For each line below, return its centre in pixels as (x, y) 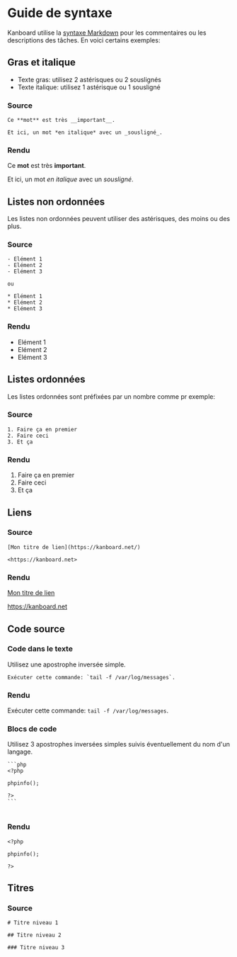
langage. (20, 752)
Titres (21, 888)
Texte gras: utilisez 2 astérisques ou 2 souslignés (89, 79)
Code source (36, 629)
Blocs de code (32, 729)
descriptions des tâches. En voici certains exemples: (84, 40)
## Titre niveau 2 (34, 935)
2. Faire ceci (28, 436)
